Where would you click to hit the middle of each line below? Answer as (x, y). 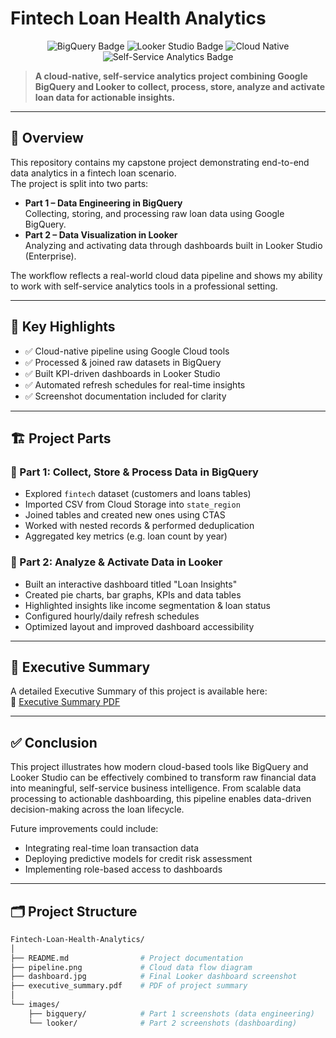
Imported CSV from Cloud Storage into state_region (132, 504)
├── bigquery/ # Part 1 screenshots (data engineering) (171, 1013)
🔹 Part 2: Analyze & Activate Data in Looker (116, 562)
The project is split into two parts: (79, 183)
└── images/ (35, 1005)
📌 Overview (47, 138)
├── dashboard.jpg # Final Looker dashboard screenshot (154, 977)
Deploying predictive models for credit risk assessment (138, 859)
